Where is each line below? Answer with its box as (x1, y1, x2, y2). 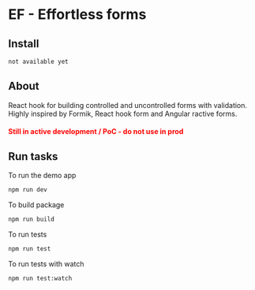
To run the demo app (8, 171, 77, 180)
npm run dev (8, 186, 47, 194)
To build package (8, 199, 65, 210)
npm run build (8, 215, 55, 223)
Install (8, 37, 39, 50)
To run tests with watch (8, 258, 84, 269)
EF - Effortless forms (8, 6, 147, 24)
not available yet (8, 58, 69, 65)
